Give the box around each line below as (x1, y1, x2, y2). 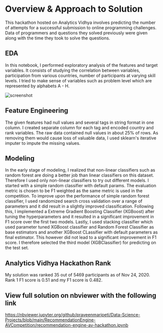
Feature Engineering (5, 106, 68, 115)
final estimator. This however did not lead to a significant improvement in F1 (5, 235, 157, 240)
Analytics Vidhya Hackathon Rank (5, 259, 111, 267)
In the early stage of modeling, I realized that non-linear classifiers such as (5, 167, 155, 173)
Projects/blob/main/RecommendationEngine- (5, 317, 96, 323)
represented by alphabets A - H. (5, 83, 70, 89)
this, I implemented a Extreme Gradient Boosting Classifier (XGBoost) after (5, 209, 155, 215)
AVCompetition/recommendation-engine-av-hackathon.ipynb (5, 322, 128, 328)
